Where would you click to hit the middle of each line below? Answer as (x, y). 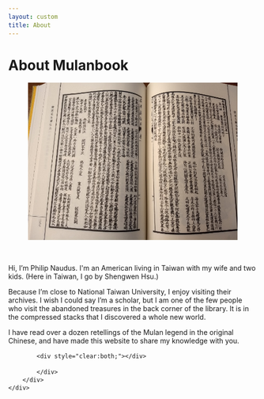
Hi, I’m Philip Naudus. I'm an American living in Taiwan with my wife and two (132, 268)
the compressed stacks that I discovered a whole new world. (107, 317)
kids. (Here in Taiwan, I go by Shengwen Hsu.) (84, 276)
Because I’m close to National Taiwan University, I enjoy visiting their (120, 292)
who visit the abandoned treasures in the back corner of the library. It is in (128, 309)
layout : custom (33, 17)
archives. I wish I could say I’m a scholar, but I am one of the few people (125, 300)
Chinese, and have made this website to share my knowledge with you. (124, 341)
